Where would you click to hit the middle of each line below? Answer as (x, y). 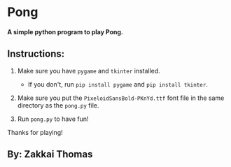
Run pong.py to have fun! (53, 119)
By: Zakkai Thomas (50, 154)
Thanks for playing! (35, 132)
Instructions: (36, 54)
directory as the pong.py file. (58, 105)
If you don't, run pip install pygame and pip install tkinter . (118, 84)
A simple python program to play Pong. (65, 31)
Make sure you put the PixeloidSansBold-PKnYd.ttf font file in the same (121, 98)
